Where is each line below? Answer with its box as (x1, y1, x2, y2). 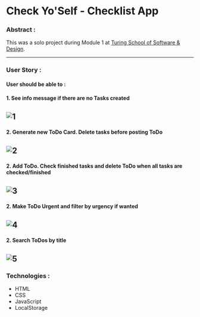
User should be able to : (6, 81, 66, 88)
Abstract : (6, 26, 36, 34)
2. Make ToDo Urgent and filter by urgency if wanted (6, 202, 139, 210)
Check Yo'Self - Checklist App (6, 4, 159, 18)
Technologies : (6, 272, 50, 280)
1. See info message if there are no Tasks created (6, 94, 130, 101)
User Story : (6, 66, 42, 74)
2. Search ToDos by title (6, 236, 67, 244)
